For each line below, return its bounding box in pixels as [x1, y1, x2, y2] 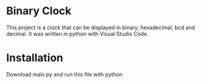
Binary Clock [6, 4, 72, 18]
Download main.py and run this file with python [6, 70, 123, 78]
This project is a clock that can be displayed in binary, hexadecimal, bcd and [6, 24, 195, 31]
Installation [6, 51, 64, 65]
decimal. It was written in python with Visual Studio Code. [6, 30, 149, 37]
